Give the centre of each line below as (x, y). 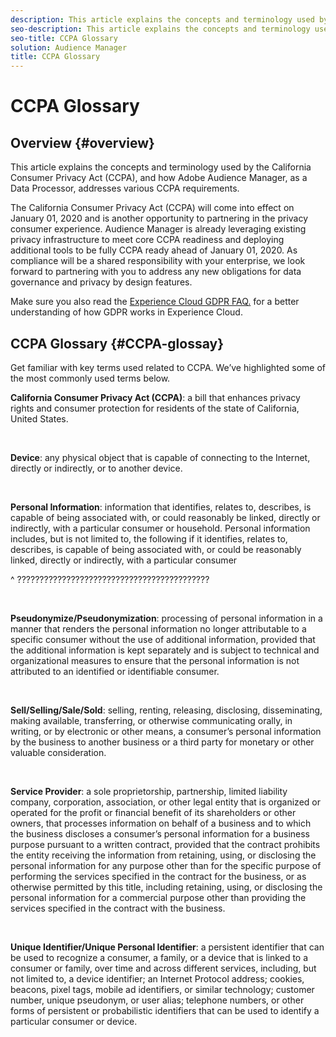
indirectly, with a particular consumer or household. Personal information (160, 528)
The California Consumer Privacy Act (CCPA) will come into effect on (152, 208)
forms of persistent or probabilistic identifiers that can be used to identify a (165, 1010)
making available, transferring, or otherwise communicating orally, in (151, 720)
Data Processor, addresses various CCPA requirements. (125, 188)
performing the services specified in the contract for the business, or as (158, 876)
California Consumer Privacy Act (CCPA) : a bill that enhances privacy (155, 397)
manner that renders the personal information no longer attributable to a (158, 628)
